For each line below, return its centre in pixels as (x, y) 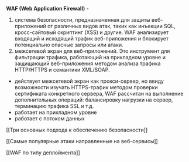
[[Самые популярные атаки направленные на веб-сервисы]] (82, 141)
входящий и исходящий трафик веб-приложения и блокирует (92, 38)
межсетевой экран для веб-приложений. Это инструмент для (92, 51)
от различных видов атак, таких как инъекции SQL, (111, 26)
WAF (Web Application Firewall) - (47, 9)
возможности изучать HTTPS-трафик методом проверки (86, 87)
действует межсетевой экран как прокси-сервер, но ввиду (89, 81)
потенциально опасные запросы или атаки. (69, 45)
